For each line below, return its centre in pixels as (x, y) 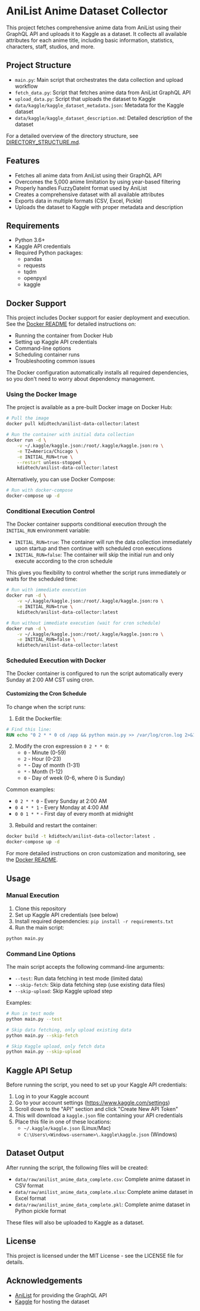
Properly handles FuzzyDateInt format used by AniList (81, 188)
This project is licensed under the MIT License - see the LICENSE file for (95, 1255)
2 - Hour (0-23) (42, 759)
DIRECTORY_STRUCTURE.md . (43, 142)
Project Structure (39, 65)
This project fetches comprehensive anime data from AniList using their (94, 27)
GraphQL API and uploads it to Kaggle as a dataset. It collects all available (97, 33)
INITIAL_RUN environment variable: (48, 530)
